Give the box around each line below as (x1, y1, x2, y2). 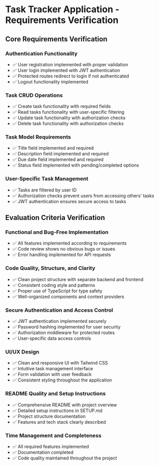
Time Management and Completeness (5, 432, 102, 439)
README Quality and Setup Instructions (5, 390, 106, 397)
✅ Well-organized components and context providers (12, 293, 124, 299)
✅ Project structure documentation (12, 413, 86, 419)
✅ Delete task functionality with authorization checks (12, 121, 124, 127)
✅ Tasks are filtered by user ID (12, 187, 77, 193)
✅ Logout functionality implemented (12, 78, 88, 85)
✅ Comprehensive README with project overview (12, 401, 117, 408)
